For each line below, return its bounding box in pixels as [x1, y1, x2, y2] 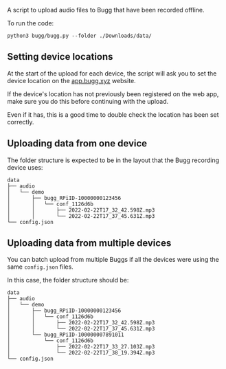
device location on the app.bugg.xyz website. [7, 76, 136, 85]
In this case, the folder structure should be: [7, 276, 129, 284]
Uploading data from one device [7, 137, 148, 150]
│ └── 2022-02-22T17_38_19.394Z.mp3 [7, 350, 155, 357]
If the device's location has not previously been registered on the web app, [7, 89, 219, 98]
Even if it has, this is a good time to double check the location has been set [7, 110, 219, 119]
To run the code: [7, 19, 54, 27]
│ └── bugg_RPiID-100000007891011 [7, 331, 125, 339]
